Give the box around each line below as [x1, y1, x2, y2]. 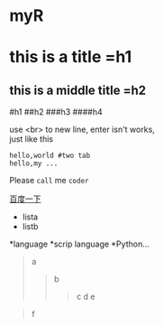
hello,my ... [9, 159, 59, 168]
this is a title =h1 [9, 47, 132, 68]
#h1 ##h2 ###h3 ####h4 [9, 107, 103, 117]
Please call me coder [9, 175, 89, 186]
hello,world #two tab [9, 151, 91, 161]
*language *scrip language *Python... [9, 238, 150, 249]
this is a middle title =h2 [9, 82, 147, 98]
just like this [9, 134, 54, 144]
